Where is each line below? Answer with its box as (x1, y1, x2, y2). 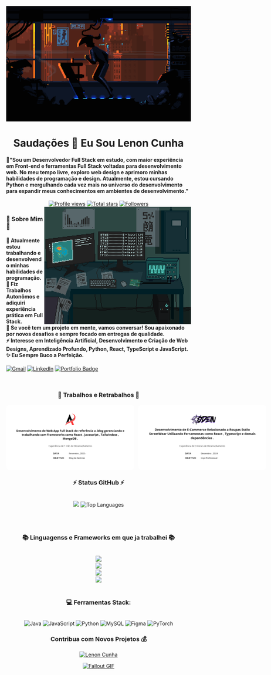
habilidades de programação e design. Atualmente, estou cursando (6, 175, 174, 182)
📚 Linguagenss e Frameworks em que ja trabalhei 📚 (22, 534, 175, 542)
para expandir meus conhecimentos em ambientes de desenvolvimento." (6, 187, 189, 194)
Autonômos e (6, 293, 40, 300)
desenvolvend (6, 255, 42, 263)
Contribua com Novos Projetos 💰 (50, 635, 147, 643)
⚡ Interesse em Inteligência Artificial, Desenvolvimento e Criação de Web (6, 337, 188, 344)
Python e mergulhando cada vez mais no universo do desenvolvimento (6, 181, 183, 188)
